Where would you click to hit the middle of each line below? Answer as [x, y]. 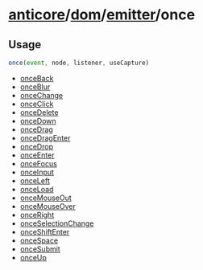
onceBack [37, 78]
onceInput [37, 172]
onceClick [37, 104]
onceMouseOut [46, 198]
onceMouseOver [48, 206]
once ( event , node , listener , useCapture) [79, 63]
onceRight [37, 215]
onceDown [38, 121]
